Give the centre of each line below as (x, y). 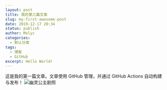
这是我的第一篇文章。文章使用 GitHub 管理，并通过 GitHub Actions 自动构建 (84, 76)
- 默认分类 (20, 43)
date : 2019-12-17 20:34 (30, 24)
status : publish (22, 29)
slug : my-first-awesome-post (36, 19)
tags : (11, 47)
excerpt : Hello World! (29, 61)
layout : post (19, 10)
